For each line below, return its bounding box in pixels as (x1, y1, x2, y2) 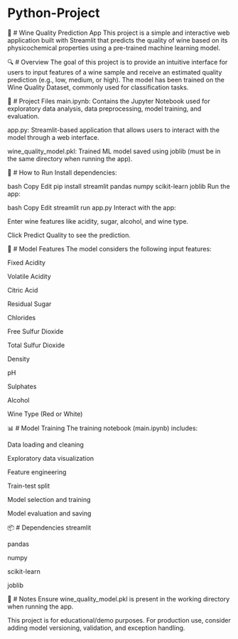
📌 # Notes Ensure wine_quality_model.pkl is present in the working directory (7, 594, 230, 603)
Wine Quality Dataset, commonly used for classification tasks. (7, 83, 189, 92)
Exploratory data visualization (7, 454, 94, 462)
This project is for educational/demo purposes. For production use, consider (7, 616, 231, 624)
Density (7, 354, 31, 363)
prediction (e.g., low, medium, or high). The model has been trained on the (7, 75, 225, 84)
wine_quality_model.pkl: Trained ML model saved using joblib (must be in (7, 147, 221, 155)
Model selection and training (7, 495, 91, 503)
